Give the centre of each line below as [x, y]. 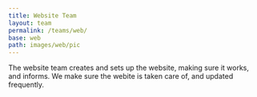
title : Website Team [43, 16]
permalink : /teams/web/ [48, 30]
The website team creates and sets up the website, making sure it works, [129, 68]
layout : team [30, 23]
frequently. [26, 85]
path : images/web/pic [44, 45]
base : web [25, 38]
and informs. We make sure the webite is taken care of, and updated [121, 76]
